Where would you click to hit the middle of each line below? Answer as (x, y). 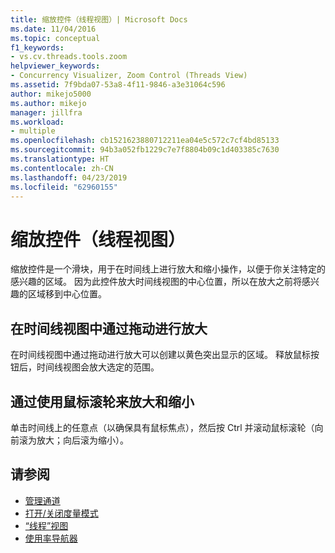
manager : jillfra (46, 112)
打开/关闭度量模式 (61, 513)
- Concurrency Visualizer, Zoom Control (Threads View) (129, 76)
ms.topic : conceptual (55, 38)
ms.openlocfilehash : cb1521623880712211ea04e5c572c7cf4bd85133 (145, 141)
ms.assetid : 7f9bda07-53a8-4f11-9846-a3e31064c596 (118, 85)
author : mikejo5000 (51, 94)
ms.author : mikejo (48, 103)
